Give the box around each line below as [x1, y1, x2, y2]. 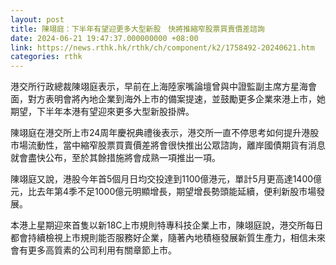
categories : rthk [10, 52, 83, 62]
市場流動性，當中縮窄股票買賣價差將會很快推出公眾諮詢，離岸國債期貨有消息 [10, 139, 326, 151]
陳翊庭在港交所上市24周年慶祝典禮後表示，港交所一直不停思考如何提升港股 [10, 127, 320, 139]
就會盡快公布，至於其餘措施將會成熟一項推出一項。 [10, 152, 221, 164]
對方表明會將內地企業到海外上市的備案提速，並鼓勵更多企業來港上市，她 [27, 93, 326, 105]
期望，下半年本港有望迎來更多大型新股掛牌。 [10, 106, 195, 118]
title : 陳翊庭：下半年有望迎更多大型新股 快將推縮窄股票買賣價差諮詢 [10, 24, 265, 34]
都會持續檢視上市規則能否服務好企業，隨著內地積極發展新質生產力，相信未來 [10, 232, 326, 244]
